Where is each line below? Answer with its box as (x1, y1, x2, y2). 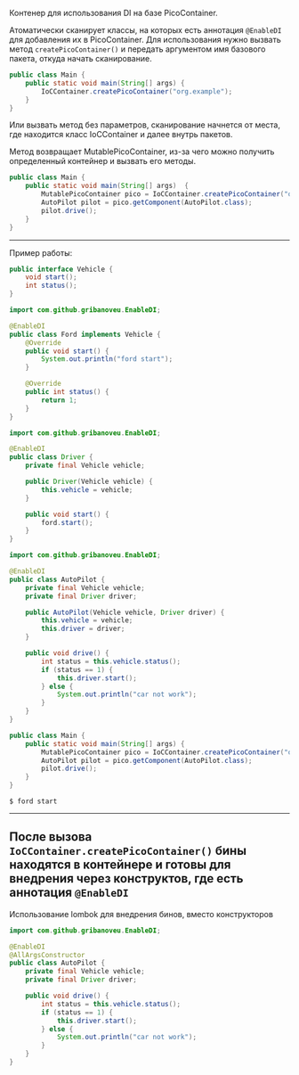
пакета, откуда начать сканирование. (9, 53, 153, 63)
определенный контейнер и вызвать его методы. (9, 156, 197, 167)
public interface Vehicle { (9, 265, 114, 274)
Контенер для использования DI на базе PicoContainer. (9, 8, 218, 18)
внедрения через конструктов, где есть (9, 871, 244, 886)
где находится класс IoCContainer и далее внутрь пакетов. (9, 129, 233, 140)
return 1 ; (41, 396, 77, 405)
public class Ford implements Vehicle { (9, 330, 162, 339)
